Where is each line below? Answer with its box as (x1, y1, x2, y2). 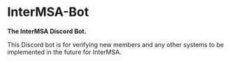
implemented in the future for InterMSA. (7, 48, 122, 56)
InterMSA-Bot (7, 4, 89, 20)
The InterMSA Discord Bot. (7, 27, 87, 35)
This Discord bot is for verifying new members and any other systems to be (7, 40, 225, 48)
